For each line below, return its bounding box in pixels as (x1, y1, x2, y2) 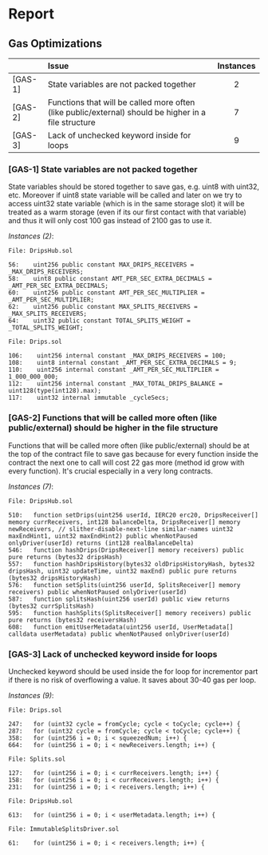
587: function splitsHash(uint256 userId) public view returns (8, 595, 230, 603)
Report (8, 5, 54, 23)
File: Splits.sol (8, 755, 66, 763)
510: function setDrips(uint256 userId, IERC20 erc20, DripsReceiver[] (8, 511, 259, 519)
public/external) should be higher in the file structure (8, 422, 219, 433)
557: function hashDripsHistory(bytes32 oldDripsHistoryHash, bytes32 (8, 560, 255, 568)
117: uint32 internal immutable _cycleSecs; (8, 394, 170, 402)
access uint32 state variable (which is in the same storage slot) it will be (8, 199, 245, 209)
